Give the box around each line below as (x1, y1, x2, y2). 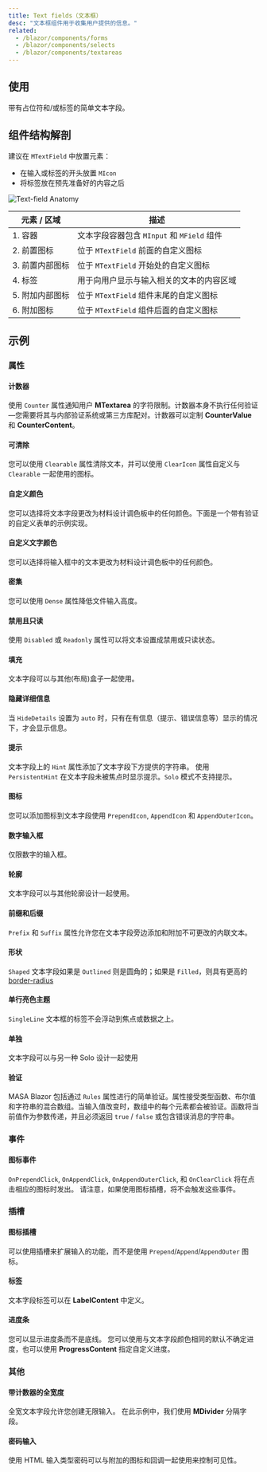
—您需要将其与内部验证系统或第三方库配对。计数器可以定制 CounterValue (8, 410, 252, 420)
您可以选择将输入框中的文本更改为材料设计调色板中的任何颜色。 (8, 557, 217, 567)
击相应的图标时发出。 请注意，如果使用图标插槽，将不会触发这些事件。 (8, 1184, 240, 1194)
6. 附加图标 (12, 304, 54, 316)
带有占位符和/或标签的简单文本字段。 (8, 103, 130, 112)
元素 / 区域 (21, 214, 61, 226)
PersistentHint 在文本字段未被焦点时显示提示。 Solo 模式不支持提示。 (8, 771, 237, 781)
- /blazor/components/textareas (15, 49, 123, 57)
